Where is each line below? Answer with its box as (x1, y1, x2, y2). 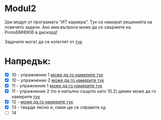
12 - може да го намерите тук (11, 99, 73, 105)
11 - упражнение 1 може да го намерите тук (11, 83, 103, 88)
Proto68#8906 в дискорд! (4, 29, 58, 35)
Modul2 (4, 3, 36, 14)
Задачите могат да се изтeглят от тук (4, 38, 82, 44)
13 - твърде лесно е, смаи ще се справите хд (11, 104, 106, 110)
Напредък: (4, 56, 51, 67)
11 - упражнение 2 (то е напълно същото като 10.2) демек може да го (11, 88, 156, 94)
